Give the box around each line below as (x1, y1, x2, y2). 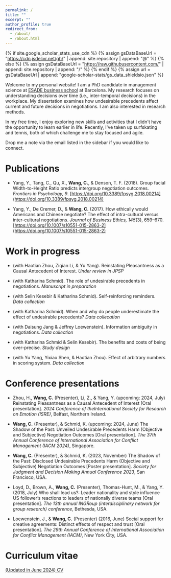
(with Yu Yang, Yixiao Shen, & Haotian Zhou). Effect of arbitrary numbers (12, 354, 166, 360)
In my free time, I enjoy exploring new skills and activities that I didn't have (5, 119, 162, 125)
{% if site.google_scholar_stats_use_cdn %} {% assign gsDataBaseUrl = (5, 50, 157, 56)
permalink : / (5, 7, 33, 13)
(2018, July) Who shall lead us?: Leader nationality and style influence (12, 489, 160, 496)
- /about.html (10, 36, 40, 41)
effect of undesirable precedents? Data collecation (12, 314, 120, 320)
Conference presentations (5, 378, 119, 389)
